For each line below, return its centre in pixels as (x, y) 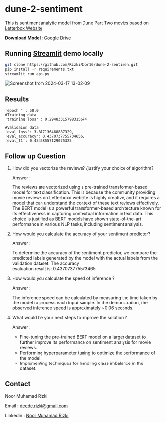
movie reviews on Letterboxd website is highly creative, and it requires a (86, 198)
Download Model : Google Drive (38, 38)
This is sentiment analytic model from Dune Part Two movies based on (77, 23)
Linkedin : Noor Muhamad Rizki (37, 415)
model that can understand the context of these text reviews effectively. (85, 203)
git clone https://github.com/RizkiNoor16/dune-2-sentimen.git (72, 65)
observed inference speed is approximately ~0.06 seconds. (73, 308)
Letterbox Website (24, 28)
